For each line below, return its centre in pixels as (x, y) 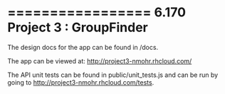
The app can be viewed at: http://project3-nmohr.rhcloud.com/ (100, 61)
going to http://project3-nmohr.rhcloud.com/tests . (81, 82)
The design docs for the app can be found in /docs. (83, 47)
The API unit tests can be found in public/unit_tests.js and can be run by (113, 75)
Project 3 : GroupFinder (78, 27)
